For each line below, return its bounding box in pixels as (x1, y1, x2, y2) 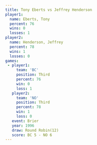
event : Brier (11, 118, 39, 124)
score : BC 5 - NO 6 (11, 133, 52, 138)
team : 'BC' (16, 68, 39, 73)
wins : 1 (9, 49, 26, 54)
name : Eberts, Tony (9, 16, 50, 21)
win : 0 (16, 81, 30, 86)
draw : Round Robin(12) (11, 128, 59, 133)
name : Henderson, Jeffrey (9, 40, 64, 45)
